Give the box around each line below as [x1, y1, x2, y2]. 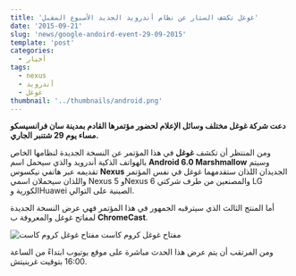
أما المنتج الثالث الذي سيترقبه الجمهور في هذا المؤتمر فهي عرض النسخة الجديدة [10, 203, 275, 213]
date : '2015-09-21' [10, 21, 83, 30]
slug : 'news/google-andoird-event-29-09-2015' [10, 29, 187, 38]
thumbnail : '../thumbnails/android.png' [10, 96, 164, 105]
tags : [10, 63, 30, 72]
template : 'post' [10, 38, 75, 47]
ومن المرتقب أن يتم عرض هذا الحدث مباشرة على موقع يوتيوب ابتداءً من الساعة [10, 247, 274, 257]
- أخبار [18, 54, 47, 63]
